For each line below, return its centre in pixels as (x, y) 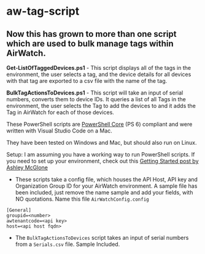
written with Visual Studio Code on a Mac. (59, 131)
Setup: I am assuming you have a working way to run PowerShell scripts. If (101, 154)
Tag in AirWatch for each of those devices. (60, 112)
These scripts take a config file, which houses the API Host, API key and (106, 179)
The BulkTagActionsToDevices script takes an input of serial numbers (102, 238)
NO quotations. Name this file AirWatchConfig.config (82, 199)
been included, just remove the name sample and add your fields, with (104, 192)
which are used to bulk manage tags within (90, 43)
